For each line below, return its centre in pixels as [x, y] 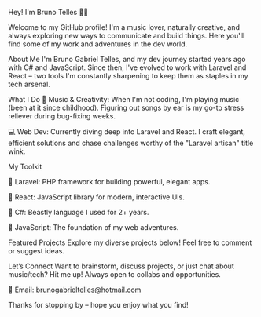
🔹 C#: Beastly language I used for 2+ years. [79, 212]
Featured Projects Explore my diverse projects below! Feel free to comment [130, 242]
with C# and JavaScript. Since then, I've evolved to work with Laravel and [127, 67]
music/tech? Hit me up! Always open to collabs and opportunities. [115, 274]
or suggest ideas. [37, 251]
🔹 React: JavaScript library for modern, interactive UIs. [96, 197]
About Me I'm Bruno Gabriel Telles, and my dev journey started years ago [127, 59]
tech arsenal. [29, 84]
